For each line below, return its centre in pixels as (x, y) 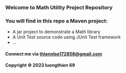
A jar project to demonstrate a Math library (56, 32)
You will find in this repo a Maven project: (56, 20)
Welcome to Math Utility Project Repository (59, 7)
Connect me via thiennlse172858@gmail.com (54, 53)
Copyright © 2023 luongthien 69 (40, 65)
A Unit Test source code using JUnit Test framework (67, 37)
